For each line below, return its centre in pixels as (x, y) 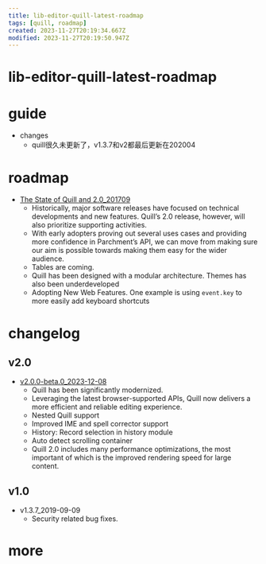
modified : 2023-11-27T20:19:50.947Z (69, 38)
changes (34, 135)
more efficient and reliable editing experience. (107, 407)
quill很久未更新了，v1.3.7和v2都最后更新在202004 (114, 145)
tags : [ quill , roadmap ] (48, 23)
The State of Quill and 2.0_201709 (75, 200)
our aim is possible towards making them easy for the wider (129, 251)
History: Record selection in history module (102, 432)
